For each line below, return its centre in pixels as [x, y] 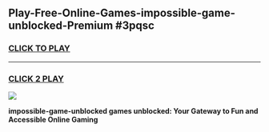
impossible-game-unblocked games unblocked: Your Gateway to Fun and [133, 110]
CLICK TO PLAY [39, 49]
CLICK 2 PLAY [36, 78]
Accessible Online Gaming [53, 119]
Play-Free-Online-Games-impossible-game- [122, 13]
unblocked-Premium [61, 26]
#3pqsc [134, 26]
